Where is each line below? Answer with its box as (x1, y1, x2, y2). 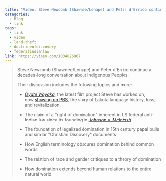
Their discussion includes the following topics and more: (17, 82, 132, 88)
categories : (5, 12, 30, 17)
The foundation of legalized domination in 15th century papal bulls (24, 126, 160, 132)
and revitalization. (24, 102, 61, 108)
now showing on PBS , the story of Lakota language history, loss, (24, 97, 156, 103)
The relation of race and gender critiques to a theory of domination (24, 156, 161, 162)
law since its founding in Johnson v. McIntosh (38, 117, 132, 123)
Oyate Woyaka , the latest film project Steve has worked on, (24, 91, 146, 97)
